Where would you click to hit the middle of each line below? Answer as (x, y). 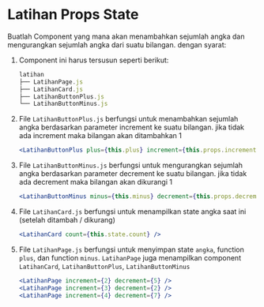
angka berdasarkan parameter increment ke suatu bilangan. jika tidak (132, 127)
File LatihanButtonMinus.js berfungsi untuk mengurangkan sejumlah (130, 165)
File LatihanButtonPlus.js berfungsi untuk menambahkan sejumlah (128, 119)
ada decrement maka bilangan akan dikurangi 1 (96, 182)
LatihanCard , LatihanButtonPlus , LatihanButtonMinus (104, 266)
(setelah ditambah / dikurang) (67, 220)
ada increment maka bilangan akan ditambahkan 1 (100, 136)
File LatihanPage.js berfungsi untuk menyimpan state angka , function (131, 249)
